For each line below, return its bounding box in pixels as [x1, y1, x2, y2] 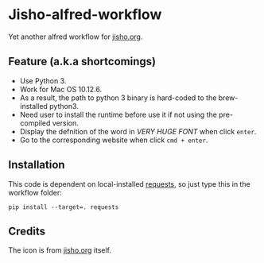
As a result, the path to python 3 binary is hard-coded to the [19, 93, 217, 102]
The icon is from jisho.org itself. [8, 246, 111, 255]
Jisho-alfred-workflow [8, 6, 162, 24]
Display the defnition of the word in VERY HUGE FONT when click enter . [19, 126, 257, 136]
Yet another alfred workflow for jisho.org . [8, 32, 143, 41]
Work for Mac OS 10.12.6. [19, 84, 102, 94]
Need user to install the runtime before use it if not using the [19, 110, 217, 119]
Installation [8, 158, 65, 172]
